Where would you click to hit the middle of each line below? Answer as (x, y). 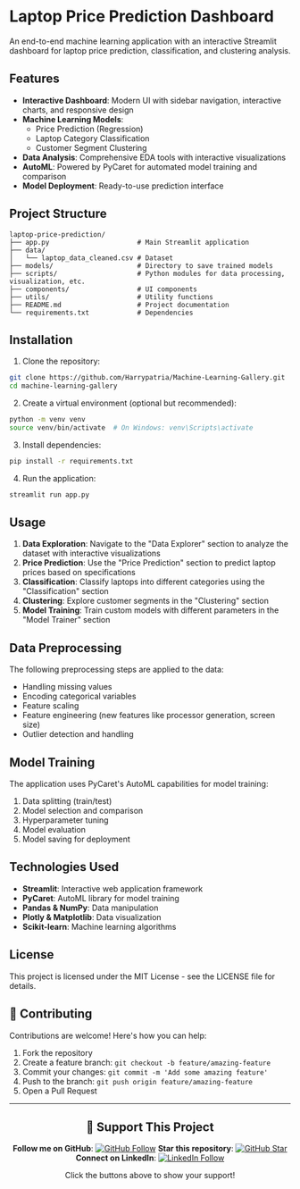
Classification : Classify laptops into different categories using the (143, 582)
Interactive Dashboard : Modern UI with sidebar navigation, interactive (151, 100)
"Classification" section (65, 591)
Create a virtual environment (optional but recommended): (129, 403)
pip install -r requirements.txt (71, 461)
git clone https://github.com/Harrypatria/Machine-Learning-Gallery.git (147, 378)
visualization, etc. (48, 281)
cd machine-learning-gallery (63, 386)
